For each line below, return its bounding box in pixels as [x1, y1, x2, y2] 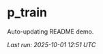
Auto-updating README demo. [7, 27, 94, 36]
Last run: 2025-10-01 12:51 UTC [7, 40, 96, 49]
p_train [7, 5, 48, 21]
